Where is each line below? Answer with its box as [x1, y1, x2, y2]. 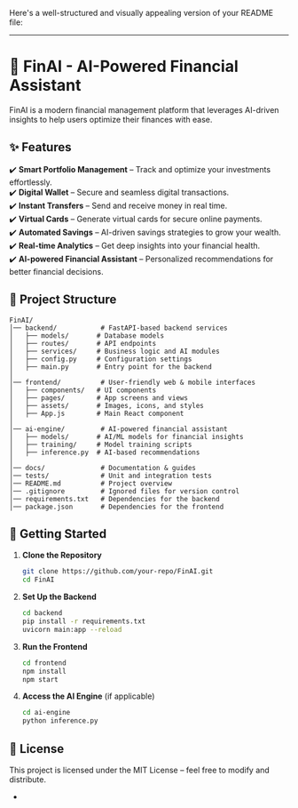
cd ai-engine [21, 708, 71, 717]
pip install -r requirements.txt [21, 617, 146, 626]
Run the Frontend [21, 641, 88, 652]
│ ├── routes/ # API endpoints [9, 339, 157, 348]
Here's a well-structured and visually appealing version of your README [9, 8, 274, 18]
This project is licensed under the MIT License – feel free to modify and [9, 764, 271, 775]
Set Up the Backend [21, 591, 97, 603]
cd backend [21, 609, 63, 618]
